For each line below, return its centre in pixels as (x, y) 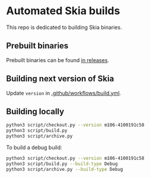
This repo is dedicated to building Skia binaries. (64, 27)
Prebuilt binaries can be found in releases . (58, 60)
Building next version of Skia (60, 79)
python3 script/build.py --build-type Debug (62, 164)
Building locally (35, 111)
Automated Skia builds (63, 11)
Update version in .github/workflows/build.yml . (64, 93)
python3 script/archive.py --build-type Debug (65, 169)
